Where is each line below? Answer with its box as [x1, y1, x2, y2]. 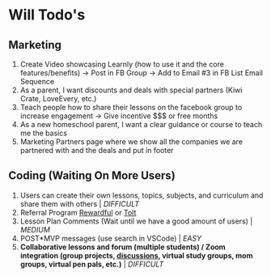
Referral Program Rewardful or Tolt [19, 207, 137, 217]
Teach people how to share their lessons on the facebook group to [19, 103, 243, 112]
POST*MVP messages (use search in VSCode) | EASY [19, 233, 202, 243]
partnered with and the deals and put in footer [19, 146, 174, 155]
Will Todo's [8, 6, 86, 24]
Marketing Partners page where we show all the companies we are [19, 137, 243, 147]
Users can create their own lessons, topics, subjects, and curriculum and [19, 190, 264, 200]
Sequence [19, 77, 55, 86]
